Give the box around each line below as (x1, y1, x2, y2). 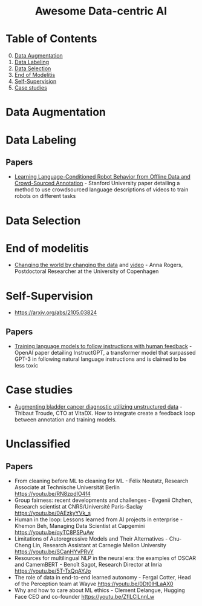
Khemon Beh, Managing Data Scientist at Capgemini (14, 522, 145, 530)
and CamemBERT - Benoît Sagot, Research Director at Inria (14, 561, 163, 568)
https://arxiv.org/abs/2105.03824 (14, 309, 97, 316)
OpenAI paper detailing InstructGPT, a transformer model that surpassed (14, 349, 196, 357)
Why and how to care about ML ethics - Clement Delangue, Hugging (14, 587, 185, 594)
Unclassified (5, 437, 71, 451)
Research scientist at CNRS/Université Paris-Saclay (14, 503, 143, 510)
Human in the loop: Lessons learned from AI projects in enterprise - (14, 516, 183, 523)
